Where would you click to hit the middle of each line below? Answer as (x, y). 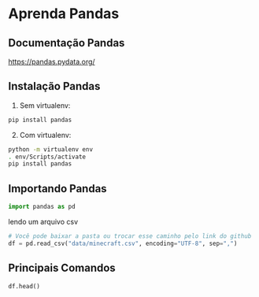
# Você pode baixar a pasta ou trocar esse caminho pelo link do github (130, 236)
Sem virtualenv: (45, 105)
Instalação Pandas (54, 86)
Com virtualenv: (45, 135)
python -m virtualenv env (50, 149)
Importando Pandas (58, 189)
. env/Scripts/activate (47, 157)
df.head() (24, 286)
